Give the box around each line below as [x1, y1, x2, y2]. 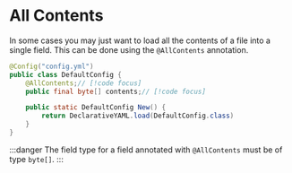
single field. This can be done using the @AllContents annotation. [9, 44, 249, 55]
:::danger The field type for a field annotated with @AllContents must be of [9, 144, 283, 155]
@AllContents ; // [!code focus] [25, 78, 142, 88]
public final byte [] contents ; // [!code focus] [25, 87, 206, 96]
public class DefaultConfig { [9, 70, 123, 79]
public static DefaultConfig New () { [25, 103, 167, 112]
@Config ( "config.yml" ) [9, 62, 94, 71]
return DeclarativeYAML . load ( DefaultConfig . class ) [41, 111, 235, 121]
